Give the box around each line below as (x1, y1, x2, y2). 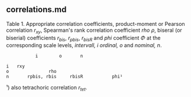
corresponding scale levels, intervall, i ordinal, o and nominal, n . (6, 42, 162, 49)
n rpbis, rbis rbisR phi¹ (6, 73, 123, 80)
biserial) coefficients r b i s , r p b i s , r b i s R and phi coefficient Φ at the (6, 34, 161, 43)
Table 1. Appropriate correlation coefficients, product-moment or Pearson (6, 20, 185, 27)
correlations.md (6, 5, 67, 15)
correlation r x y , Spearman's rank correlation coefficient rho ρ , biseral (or (6, 26, 182, 35)
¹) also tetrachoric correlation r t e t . (6, 84, 88, 93)
